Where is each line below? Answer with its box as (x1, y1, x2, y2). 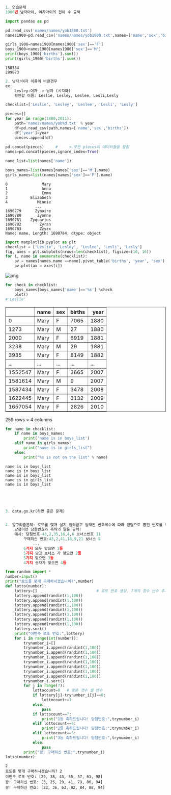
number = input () (5, 574, 38, 579)
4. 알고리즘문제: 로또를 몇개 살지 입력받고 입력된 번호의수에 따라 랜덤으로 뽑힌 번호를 (5, 522, 163, 527)
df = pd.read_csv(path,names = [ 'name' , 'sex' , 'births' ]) (14, 125, 129, 131)
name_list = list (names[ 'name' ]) (5, 159, 72, 164)
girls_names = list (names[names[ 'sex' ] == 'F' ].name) (5, 172, 113, 177)
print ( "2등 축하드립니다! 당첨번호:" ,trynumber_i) (41, 726, 140, 731)
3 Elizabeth (5, 195, 51, 200)
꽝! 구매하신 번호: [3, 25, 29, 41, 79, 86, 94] (5, 780, 103, 785)
